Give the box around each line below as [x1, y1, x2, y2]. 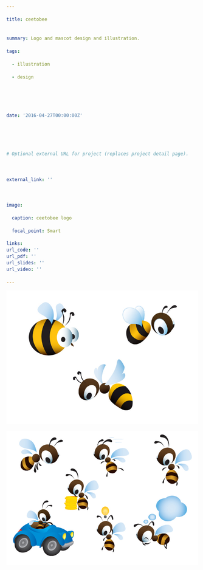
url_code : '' [6, 247, 40, 253]
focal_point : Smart [12, 228, 61, 234]
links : [6, 241, 23, 247]
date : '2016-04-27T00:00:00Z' [6, 112, 83, 118]
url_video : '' [6, 266, 43, 272]
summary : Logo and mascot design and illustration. [6, 35, 140, 42]
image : [6, 202, 23, 208]
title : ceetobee [6, 16, 47, 22]
